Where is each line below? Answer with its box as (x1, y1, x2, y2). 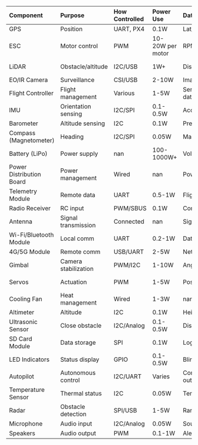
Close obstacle (60, 322, 102, 329)
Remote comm (60, 248, 101, 256)
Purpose (60, 11, 85, 19)
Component (9, 11, 43, 19)
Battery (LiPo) (9, 150, 48, 158)
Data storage (60, 339, 96, 346)
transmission (60, 221, 96, 229)
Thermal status (60, 390, 102, 397)
